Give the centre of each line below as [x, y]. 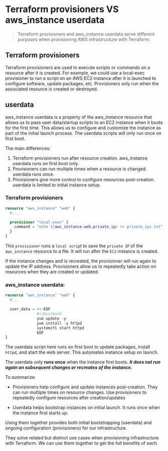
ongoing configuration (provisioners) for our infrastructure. [66, 428]
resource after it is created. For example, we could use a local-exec [75, 73]
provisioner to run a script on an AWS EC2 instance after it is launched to [81, 78]
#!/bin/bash [49, 314]
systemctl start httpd [61, 328]
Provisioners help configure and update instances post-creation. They [85, 387]
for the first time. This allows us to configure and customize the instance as [83, 128]
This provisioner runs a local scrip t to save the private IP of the [74, 246]
